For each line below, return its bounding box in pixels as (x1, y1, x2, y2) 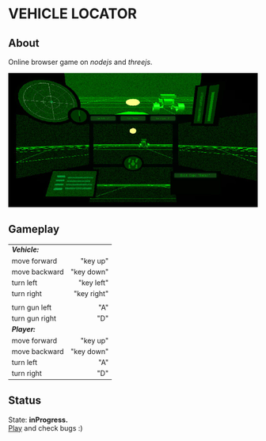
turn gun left (11, 302, 52, 312)
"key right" (74, 289, 109, 298)
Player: (11, 325, 36, 334)
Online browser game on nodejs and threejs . (8, 57, 153, 67)
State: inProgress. (8, 415, 69, 424)
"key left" (78, 278, 109, 287)
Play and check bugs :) (8, 423, 83, 432)
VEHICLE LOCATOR (8, 5, 137, 23)
